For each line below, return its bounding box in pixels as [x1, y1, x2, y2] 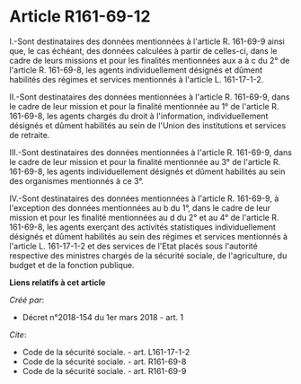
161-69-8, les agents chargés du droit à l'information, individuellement [9, 110, 269, 121]
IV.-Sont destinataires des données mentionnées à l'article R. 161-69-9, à [9, 193, 279, 204]
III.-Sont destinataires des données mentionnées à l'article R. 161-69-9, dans [9, 146, 292, 158]
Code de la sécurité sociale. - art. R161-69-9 [22, 365, 187, 376]
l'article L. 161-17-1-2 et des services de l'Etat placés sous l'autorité [9, 240, 258, 251]
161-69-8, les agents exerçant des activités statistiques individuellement [9, 222, 277, 232]
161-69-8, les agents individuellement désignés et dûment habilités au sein [9, 166, 286, 177]
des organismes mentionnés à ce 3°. [9, 175, 144, 186]
